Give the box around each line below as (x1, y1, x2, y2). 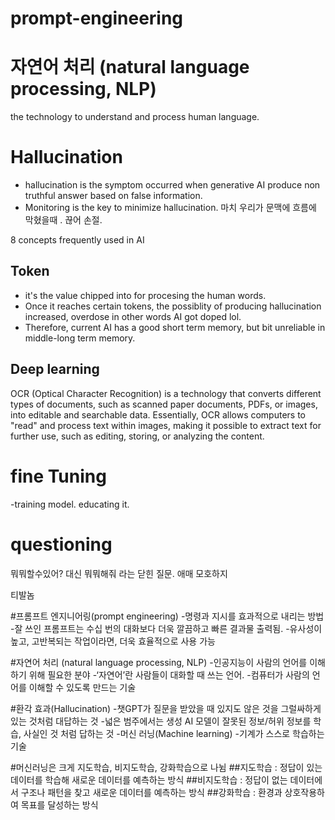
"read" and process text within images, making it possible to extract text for (10, 419, 322, 431)
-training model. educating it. (10, 498, 130, 510)
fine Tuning (10, 465, 107, 487)
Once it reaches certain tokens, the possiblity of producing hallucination (24, 300, 322, 312)
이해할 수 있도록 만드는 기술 (28, 681, 137, 693)
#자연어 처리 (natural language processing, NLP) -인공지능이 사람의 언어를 (10, 656, 308, 668)
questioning (10, 533, 113, 556)
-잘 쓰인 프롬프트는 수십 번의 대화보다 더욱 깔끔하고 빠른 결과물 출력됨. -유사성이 (10, 622, 323, 634)
